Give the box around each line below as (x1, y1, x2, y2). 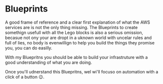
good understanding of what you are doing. (5, 59, 92, 65)
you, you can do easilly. (5, 45, 53, 51)
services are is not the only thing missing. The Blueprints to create (5, 24, 138, 30)
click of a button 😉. (5, 74, 45, 80)
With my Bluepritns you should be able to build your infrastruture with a (5, 54, 148, 60)
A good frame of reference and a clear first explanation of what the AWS (5, 19, 150, 25)
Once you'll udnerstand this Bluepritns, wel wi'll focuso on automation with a (5, 69, 159, 74)
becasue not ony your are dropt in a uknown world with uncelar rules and (5, 35, 152, 41)
